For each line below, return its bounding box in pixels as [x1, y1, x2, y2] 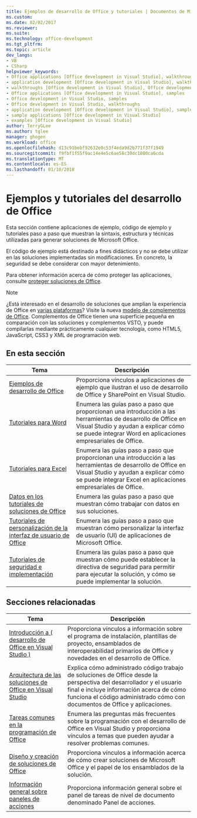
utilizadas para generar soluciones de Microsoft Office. [6, 236, 139, 243]
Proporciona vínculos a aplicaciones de [76, 376, 185, 384]
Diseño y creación [9, 752, 59, 760]
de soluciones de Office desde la [67, 671, 158, 679]
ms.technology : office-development [6, 36, 93, 42]
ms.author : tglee [6, 128, 49, 135]
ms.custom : [6, 14, 33, 20]
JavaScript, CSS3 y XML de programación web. [6, 331, 121, 338]
